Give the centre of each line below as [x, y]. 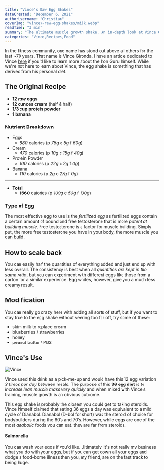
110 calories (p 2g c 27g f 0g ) [49, 173]
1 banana [21, 114]
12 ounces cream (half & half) [42, 104]
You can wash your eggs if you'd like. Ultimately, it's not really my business [81, 447]
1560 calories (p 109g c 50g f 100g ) [55, 193]
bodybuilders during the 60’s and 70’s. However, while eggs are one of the [80, 419]
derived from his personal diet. [36, 71]
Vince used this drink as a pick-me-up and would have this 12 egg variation [81, 379]
